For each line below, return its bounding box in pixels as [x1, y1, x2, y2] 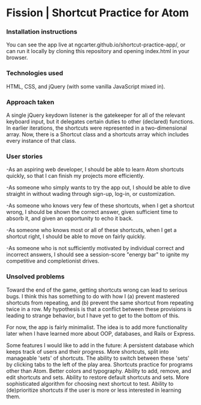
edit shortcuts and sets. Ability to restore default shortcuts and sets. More [6, 374, 190, 381]
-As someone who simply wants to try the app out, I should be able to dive [6, 184, 191, 191]
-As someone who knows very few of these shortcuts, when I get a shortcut [6, 202, 194, 209]
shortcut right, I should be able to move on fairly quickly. [6, 233, 146, 240]
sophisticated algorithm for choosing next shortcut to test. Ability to [6, 380, 174, 387]
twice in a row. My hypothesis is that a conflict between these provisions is [6, 305, 192, 313]
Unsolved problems [6, 272, 65, 281]
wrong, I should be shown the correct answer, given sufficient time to [6, 209, 178, 216]
